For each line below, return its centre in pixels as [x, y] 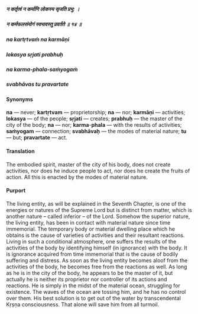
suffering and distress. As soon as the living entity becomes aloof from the [97, 260]
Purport [16, 191]
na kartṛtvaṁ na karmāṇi [38, 40]
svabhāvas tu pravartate [38, 84]
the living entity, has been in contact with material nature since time [88, 222]
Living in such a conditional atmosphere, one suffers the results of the [91, 241]
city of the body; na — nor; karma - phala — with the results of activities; [94, 125]
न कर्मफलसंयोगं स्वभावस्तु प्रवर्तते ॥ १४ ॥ [44, 24]
